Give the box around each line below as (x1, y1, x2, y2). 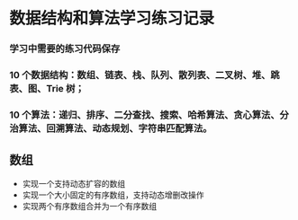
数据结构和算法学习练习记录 (9, 8, 215, 29)
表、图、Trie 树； (9, 83, 85, 95)
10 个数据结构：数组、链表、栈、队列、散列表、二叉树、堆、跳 (9, 69, 281, 82)
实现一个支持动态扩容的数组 (22, 178, 126, 189)
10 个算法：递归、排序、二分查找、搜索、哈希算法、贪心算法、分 (9, 109, 290, 121)
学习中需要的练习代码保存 (9, 42, 121, 55)
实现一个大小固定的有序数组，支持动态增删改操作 (22, 189, 204, 200)
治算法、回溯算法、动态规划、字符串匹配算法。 (9, 122, 212, 135)
